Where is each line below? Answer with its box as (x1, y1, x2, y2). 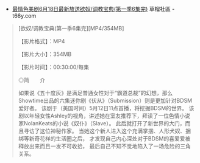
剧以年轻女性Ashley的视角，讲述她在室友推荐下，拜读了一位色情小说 (18, 112, 191, 119)
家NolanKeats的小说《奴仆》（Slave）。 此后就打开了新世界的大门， (18, 120, 185, 127)
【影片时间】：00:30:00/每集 (18, 63, 90, 71)
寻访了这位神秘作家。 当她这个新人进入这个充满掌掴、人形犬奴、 (23, 127, 186, 134)
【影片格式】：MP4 (18, 38, 65, 44)
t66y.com (12, 12, 37, 19)
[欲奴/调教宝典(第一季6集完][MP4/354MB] (18, 25, 124, 32)
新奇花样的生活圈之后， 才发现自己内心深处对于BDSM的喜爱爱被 (29, 135, 191, 142)
